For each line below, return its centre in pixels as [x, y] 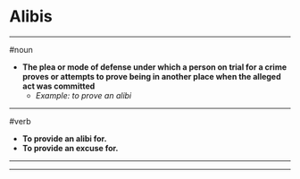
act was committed [58, 86]
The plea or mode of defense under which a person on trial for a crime [154, 67]
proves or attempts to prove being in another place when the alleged [151, 76]
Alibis [31, 17]
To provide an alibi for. [64, 138]
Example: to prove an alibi [83, 95]
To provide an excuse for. [70, 148]
